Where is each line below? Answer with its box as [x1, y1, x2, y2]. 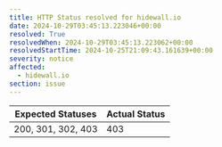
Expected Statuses [14, 108, 97, 120]
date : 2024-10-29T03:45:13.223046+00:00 [9, 21, 162, 30]
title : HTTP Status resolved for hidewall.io [9, 12, 181, 22]
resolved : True [9, 29, 66, 38]
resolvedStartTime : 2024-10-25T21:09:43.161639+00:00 [9, 46, 214, 55]
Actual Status [106, 108, 166, 120]
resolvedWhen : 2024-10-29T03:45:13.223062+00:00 [9, 37, 193, 47]
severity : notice [9, 54, 74, 63]
